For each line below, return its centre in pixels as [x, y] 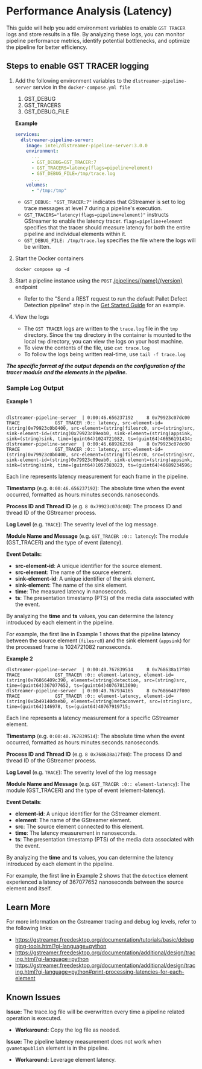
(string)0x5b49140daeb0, [37, 701]
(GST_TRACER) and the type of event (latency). [65, 542]
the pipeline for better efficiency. [47, 47]
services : [27, 134]
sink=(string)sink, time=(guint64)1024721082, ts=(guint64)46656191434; [99, 439]
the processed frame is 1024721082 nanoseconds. [69, 646]
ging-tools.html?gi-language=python [61, 946]
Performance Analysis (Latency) [89, 11]
